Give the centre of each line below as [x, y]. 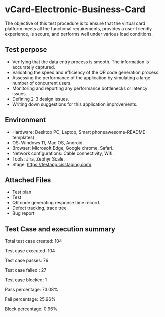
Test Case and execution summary [60, 229]
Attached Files [28, 180]
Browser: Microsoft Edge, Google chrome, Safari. [63, 148]
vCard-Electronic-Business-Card [75, 9]
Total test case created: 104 [34, 241]
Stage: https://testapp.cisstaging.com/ [52, 164]
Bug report [23, 213]
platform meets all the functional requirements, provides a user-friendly [79, 28]
